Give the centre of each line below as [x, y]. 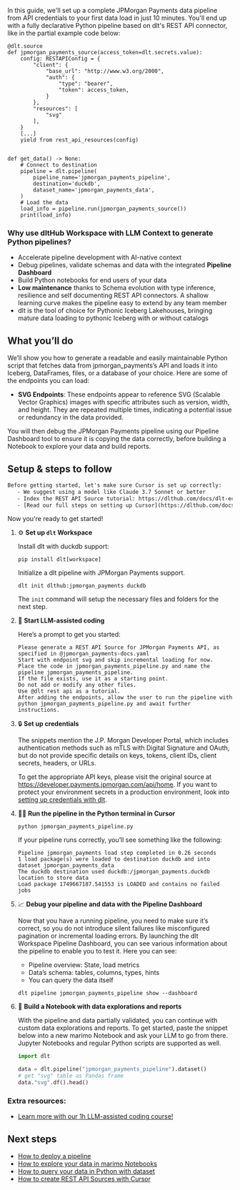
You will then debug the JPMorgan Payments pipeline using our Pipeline [113, 431]
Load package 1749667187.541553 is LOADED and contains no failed [119, 884]
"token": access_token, [94, 90]
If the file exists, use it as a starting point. [93, 679]
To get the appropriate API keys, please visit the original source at [115, 777]
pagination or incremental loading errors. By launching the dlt [108, 936]
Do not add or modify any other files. [77, 685]
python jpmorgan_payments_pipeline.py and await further [104, 704]
